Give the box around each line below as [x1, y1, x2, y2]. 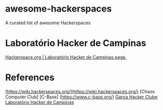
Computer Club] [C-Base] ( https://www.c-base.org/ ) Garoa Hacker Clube [5, 94, 158, 100]
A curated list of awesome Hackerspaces [5, 20, 91, 26]
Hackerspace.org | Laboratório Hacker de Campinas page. [5, 54, 127, 60]
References [5, 72, 55, 83]
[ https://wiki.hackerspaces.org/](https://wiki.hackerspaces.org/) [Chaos [5, 88, 155, 94]
